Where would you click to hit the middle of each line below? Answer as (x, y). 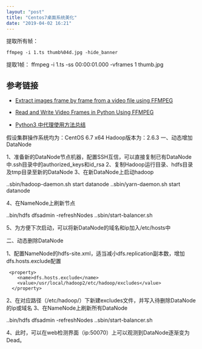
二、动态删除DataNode (35, 241)
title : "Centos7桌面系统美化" (42, 18)
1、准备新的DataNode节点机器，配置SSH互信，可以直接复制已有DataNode (99, 157)
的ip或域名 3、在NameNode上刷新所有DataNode (67, 308)
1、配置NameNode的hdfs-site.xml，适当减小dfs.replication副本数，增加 (96, 254)
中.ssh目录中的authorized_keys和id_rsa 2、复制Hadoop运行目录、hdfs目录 (100, 165)
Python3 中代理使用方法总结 (50, 125)
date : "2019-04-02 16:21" (39, 23)
